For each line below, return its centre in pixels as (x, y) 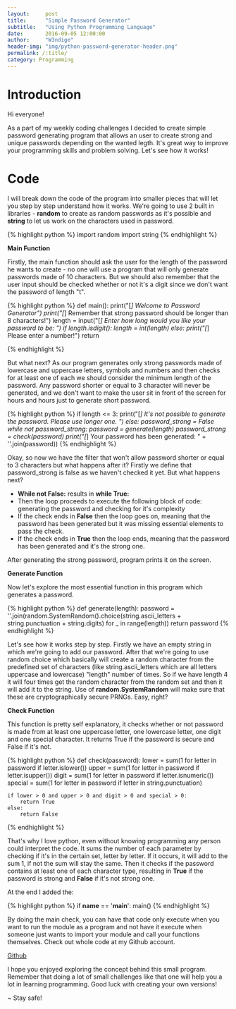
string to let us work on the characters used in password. (91, 221)
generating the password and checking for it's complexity (101, 508)
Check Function (31, 710)
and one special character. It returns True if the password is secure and (111, 739)
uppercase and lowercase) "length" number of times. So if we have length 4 (118, 674)
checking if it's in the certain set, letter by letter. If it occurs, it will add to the (118, 856)
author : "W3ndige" (41, 40)
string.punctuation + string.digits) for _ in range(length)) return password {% (118, 623)
